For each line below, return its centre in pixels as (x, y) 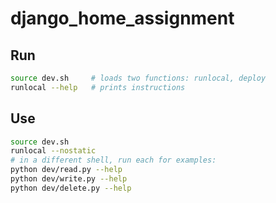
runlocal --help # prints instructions (98, 87)
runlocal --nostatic (53, 151)
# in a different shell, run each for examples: (113, 160)
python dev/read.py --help (66, 170)
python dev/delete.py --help (71, 188)
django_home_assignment (122, 18)
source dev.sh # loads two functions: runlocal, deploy (138, 78)
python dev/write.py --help (69, 179)
